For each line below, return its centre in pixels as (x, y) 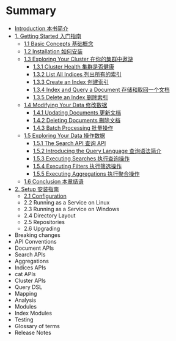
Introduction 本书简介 (41, 28)
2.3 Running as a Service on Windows (71, 209)
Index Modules (33, 313)
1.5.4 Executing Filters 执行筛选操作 (77, 166)
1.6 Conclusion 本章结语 (53, 181)
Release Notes (33, 332)
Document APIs (34, 248)
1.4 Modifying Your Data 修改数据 (65, 105)
